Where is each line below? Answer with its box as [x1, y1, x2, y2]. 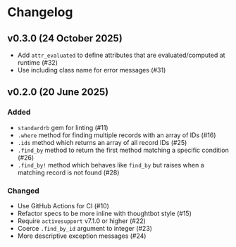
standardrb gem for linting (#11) [17, 123, 108, 132]
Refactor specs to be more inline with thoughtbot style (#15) [17, 209, 192, 217]
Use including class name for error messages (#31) [17, 66, 166, 74]
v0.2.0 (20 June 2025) [7, 86, 109, 99]
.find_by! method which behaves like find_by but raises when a [17, 160, 204, 169]
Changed [7, 186, 40, 196]
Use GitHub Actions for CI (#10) [17, 201, 109, 210]
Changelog [7, 4, 73, 20]
